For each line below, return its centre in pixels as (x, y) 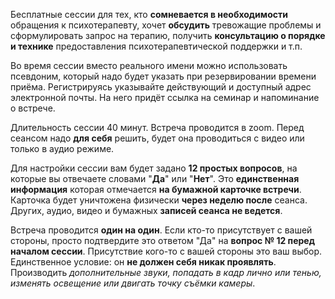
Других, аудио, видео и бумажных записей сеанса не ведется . (146, 210)
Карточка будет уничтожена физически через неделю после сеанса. (159, 200)
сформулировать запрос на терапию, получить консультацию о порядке (168, 35)
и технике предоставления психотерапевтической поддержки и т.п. (156, 46)
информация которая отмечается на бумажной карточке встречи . (156, 189)
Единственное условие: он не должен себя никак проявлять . (143, 262)
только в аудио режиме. (62, 148)
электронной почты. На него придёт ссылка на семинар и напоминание (165, 97)
